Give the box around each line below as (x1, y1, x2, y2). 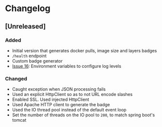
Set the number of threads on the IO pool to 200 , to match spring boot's (12, 112, 155, 118)
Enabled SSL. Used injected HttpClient (12, 96, 90, 102)
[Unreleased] (5, 22, 46, 31)
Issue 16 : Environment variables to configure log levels (12, 63, 122, 69)
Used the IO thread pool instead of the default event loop (12, 107, 126, 113)
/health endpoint (12, 53, 47, 59)
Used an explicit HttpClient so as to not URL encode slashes (12, 92, 133, 97)
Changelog (5, 3, 51, 14)
